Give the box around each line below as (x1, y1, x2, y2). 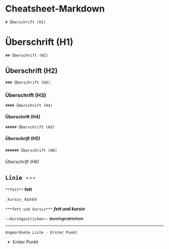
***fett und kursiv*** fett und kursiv (5, 206, 86, 212)
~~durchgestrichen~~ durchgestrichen (5, 215, 84, 221)
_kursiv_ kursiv (5, 196, 38, 202)
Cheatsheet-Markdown (5, 3, 105, 15)
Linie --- (5, 174, 36, 182)
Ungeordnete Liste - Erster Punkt (5, 230, 78, 235)
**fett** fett (5, 186, 32, 192)
